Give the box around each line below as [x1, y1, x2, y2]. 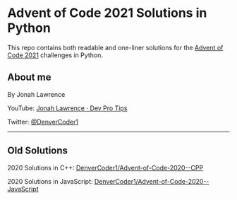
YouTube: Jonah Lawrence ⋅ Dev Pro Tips [7, 104, 128, 112]
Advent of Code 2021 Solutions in [7, 5, 207, 21]
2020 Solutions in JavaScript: [7, 177, 93, 185]
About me [7, 71, 51, 83]
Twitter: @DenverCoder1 [7, 117, 79, 126]
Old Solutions [7, 145, 68, 157]
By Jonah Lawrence [7, 90, 66, 98]
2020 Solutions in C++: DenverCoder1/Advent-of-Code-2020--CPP [7, 163, 204, 172]
